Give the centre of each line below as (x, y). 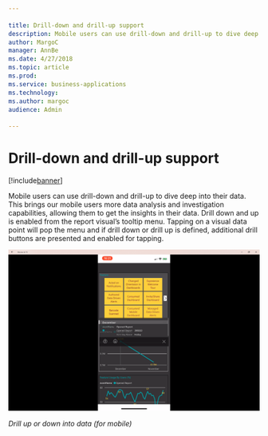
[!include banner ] (35, 180)
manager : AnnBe (33, 51)
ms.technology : (33, 93)
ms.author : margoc (39, 101)
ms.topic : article (39, 68)
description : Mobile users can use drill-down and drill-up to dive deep (134, 34)
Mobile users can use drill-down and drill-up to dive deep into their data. (127, 196)
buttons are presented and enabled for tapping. (86, 239)
